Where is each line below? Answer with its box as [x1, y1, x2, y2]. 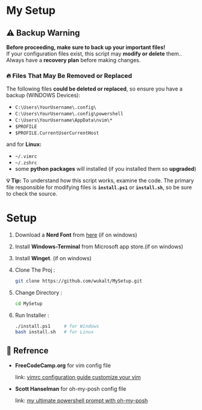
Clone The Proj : [14, 266, 55, 274]
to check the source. [6, 190, 58, 197]
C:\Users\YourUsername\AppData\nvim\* [14, 117, 113, 124]
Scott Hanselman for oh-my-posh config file [14, 385, 127, 392]
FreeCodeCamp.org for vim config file [14, 362, 112, 369]
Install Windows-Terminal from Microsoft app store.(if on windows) [14, 243, 184, 251]
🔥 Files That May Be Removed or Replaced [6, 71, 133, 80]
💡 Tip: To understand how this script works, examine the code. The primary [6, 177, 194, 184]
